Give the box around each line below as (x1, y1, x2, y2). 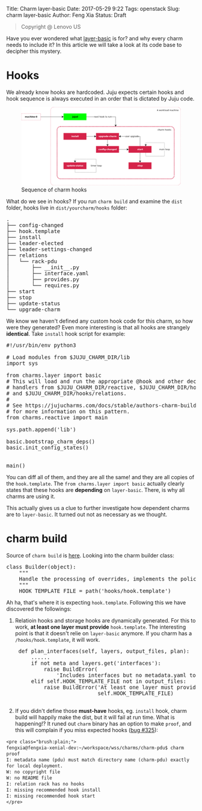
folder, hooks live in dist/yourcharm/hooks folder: (6, 204, 127, 211)
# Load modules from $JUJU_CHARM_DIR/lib (6, 353, 130, 361)
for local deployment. (6, 763, 63, 769)
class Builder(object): (6, 563, 76, 570)
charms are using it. (6, 493, 56, 500)
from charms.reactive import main (6, 414, 108, 421)
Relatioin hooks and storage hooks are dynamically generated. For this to (14, 617, 196, 624)
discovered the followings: (6, 605, 72, 612)
